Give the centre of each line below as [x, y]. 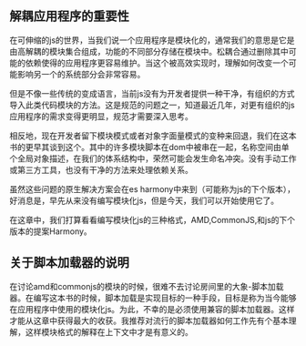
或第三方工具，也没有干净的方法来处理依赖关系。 [101, 169]
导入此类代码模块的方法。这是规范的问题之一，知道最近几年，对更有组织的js [152, 105]
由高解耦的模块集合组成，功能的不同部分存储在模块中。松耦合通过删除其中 [149, 51]
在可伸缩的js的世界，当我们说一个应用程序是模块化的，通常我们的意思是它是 [152, 40]
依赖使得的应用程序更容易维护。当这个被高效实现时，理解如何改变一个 [157, 63]
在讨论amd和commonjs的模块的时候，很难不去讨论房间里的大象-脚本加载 [147, 286]
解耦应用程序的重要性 [69, 16]
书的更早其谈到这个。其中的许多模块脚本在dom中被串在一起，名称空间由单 [149, 147]
